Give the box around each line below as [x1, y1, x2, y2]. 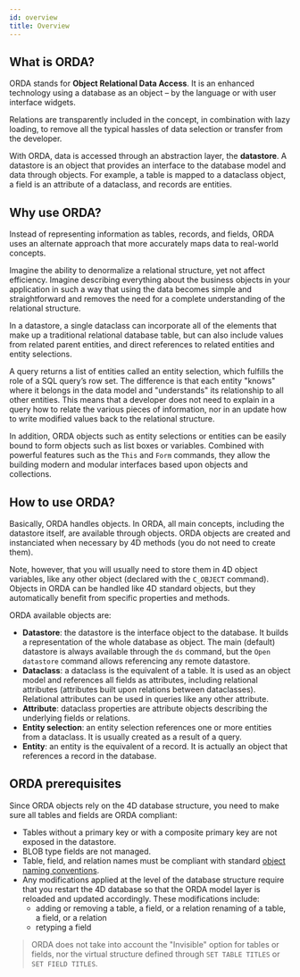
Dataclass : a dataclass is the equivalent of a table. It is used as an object [21, 664, 291, 675]
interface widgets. [9, 97, 76, 108]
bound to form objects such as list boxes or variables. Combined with [9, 440, 265, 451]
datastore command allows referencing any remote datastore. [21, 656, 251, 666]
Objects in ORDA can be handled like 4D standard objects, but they [9, 582, 256, 594]
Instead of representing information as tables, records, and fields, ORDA [9, 229, 275, 239]
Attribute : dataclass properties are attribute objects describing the [21, 703, 268, 714]
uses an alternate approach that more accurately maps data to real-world [9, 238, 279, 249]
